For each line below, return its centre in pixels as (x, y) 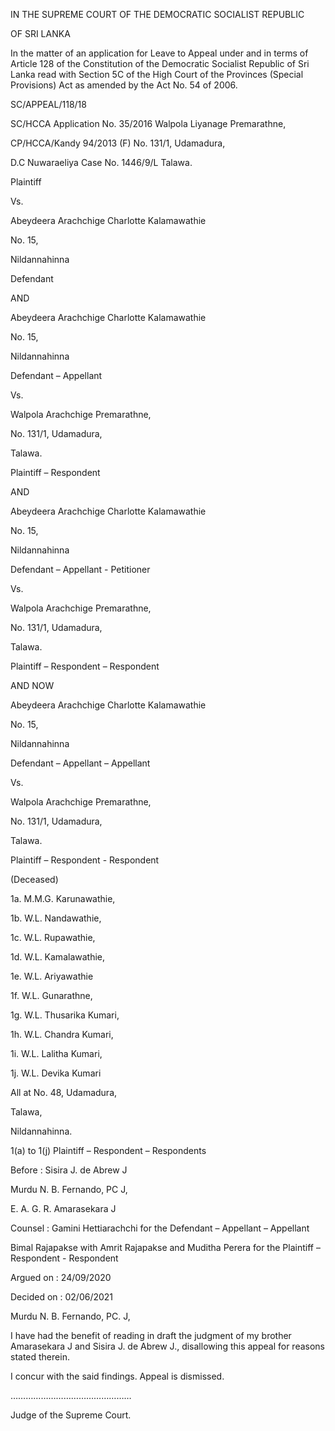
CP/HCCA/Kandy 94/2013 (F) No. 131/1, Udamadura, (118, 143)
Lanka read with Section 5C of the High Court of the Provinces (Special (157, 74)
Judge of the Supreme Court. (71, 1415)
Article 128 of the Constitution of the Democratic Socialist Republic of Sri (160, 63)
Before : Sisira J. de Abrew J (69, 1170)
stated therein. (40, 1357)
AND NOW (32, 685)
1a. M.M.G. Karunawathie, (63, 898)
